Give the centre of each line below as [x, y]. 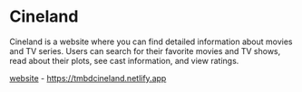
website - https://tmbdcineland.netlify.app [88, 78]
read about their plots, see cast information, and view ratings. [124, 60]
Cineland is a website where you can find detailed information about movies [151, 41]
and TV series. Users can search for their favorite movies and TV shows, [145, 51]
